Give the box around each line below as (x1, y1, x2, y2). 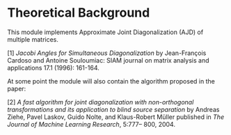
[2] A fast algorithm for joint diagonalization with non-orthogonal (7, 97, 194, 106)
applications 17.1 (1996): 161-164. (7, 63, 99, 72)
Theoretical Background (7, 5, 150, 21)
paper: (7, 84, 26, 93)
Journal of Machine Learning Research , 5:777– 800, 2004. (7, 120, 176, 128)
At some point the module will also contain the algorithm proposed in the (7, 77, 216, 85)
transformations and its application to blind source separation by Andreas (7, 105, 220, 113)
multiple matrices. (7, 35, 59, 43)
